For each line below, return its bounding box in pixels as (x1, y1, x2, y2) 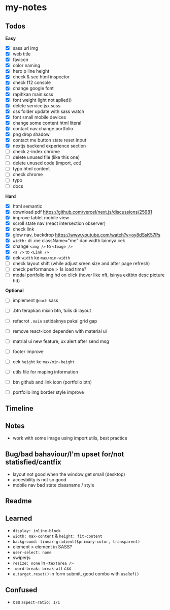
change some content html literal (12, 120, 82, 126)
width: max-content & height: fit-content (12, 533, 103, 539)
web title (12, 51, 31, 57)
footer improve (12, 348, 44, 355)
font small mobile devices (12, 114, 66, 120)
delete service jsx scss (12, 102, 61, 108)
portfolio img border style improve (12, 389, 84, 395)
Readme (5, 497, 32, 505)
